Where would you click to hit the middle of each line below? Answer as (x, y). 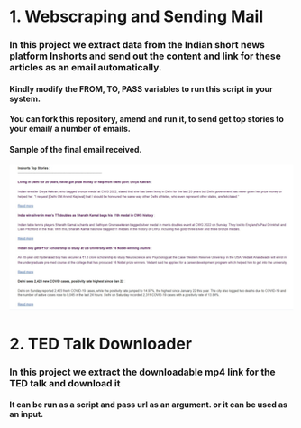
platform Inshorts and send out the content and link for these (145, 56)
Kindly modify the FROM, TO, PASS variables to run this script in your (141, 88)
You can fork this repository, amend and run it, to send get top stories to (146, 119)
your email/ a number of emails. (70, 129)
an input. (27, 414)
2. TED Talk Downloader (100, 344)
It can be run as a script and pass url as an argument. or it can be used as (149, 405)
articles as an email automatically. (86, 68)
